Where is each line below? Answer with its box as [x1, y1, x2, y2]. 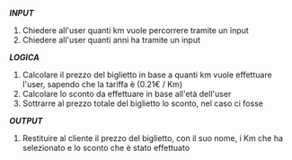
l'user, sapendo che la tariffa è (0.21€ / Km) [22, 79, 182, 89]
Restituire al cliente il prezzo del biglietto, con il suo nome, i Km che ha [22, 133, 284, 143]
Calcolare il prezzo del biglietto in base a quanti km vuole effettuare [22, 69, 272, 80]
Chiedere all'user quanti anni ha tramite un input [22, 35, 200, 45]
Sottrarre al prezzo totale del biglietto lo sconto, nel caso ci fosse [22, 98, 263, 109]
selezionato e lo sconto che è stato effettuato [22, 143, 190, 153]
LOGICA [9, 52, 40, 62]
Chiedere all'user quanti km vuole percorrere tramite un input [22, 25, 249, 35]
